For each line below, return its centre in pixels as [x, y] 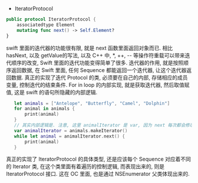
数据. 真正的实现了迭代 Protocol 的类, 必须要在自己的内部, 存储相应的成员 [99, 77]
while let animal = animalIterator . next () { [70, 136]
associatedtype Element [46, 25]
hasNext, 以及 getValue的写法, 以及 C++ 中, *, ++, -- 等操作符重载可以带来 [96, 55]
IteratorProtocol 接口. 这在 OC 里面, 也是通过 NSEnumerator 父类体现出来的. [98, 174]
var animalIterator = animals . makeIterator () [71, 130]
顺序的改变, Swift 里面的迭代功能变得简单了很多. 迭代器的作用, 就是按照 [97, 63]
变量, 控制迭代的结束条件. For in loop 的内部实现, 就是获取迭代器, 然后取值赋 [98, 84]
